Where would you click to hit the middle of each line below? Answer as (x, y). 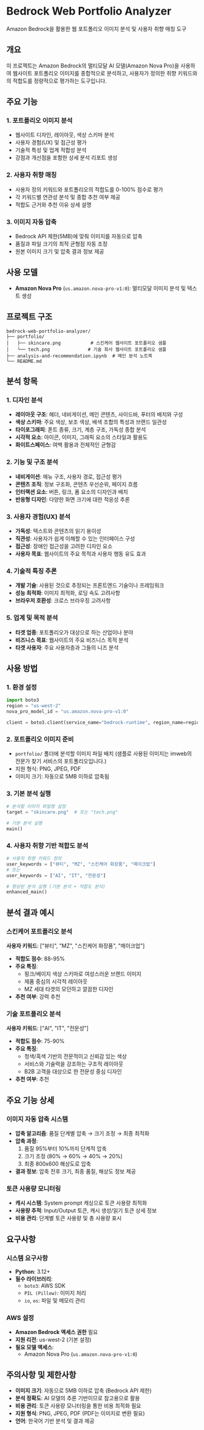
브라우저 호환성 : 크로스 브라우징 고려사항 (63, 600)
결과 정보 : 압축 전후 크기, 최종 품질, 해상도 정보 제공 (76, 1172)
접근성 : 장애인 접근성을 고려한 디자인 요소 (64, 546)
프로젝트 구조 (29, 317)
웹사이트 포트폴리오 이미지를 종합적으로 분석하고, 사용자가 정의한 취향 (94, 73)
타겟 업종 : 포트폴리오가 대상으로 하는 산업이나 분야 (74, 632)
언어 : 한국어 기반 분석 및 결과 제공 (55, 1421)
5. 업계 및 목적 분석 (32, 618)
